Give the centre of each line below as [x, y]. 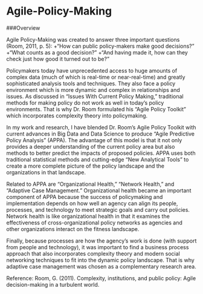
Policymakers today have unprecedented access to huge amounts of [92, 70]
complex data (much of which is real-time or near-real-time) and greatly [96, 77]
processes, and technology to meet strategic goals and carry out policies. [98, 209]
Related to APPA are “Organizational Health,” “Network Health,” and [90, 184]
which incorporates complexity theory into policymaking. [77, 116]
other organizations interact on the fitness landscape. [73, 229]
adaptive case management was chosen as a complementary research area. [101, 266]
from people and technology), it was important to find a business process [98, 247]
